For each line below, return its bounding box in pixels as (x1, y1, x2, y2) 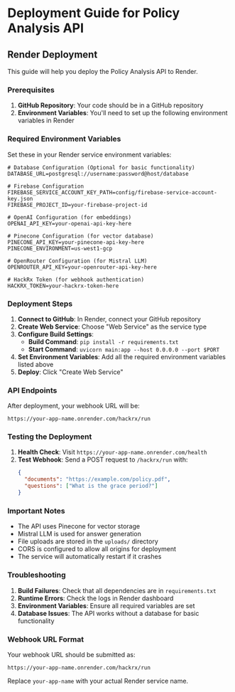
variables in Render (17, 116, 75, 125)
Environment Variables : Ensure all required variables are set (17, 601, 195, 610)
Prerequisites (7, 85, 55, 95)
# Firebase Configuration (7, 183, 84, 190)
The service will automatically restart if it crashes (17, 553, 162, 561)
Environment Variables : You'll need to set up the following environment (17, 109, 229, 117)
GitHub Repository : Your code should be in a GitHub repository (17, 101, 204, 110)
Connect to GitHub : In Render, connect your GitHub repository (17, 314, 201, 323)
